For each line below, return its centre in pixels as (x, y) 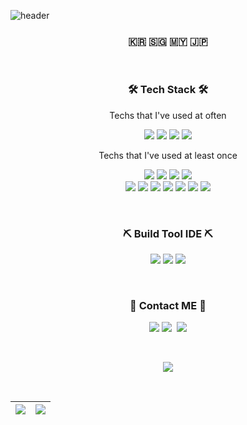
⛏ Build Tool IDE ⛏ (168, 233)
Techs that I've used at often (168, 115)
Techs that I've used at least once (168, 155)
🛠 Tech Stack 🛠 (168, 90)
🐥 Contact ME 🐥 (168, 305)
